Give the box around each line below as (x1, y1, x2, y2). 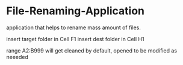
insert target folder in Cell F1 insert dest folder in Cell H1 (6, 35, 144, 42)
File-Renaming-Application (6, 4, 145, 18)
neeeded (6, 53, 29, 60)
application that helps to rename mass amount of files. (6, 24, 141, 31)
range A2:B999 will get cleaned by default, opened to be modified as (6, 47, 178, 54)
